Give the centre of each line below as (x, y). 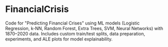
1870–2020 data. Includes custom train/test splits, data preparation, (75, 33)
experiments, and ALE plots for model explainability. (59, 39)
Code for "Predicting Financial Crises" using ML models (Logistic (72, 23)
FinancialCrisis (37, 9)
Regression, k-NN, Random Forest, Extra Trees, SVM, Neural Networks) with (84, 28)
